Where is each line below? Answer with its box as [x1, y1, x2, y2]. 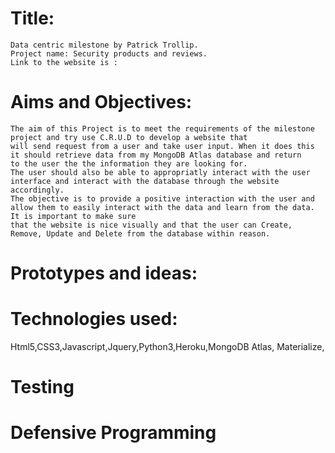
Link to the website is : [10, 57, 118, 67]
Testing [10, 376, 75, 399]
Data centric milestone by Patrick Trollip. [10, 40, 199, 50]
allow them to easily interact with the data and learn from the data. [10, 202, 315, 212]
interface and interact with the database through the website [10, 176, 280, 186]
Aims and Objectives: [10, 91, 193, 114]
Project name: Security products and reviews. [10, 48, 208, 59]
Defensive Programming [10, 422, 217, 444]
